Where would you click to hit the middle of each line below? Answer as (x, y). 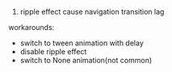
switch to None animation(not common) (86, 60)
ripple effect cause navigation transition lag (92, 12)
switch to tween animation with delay (82, 43)
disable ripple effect (53, 51)
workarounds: (31, 27)
